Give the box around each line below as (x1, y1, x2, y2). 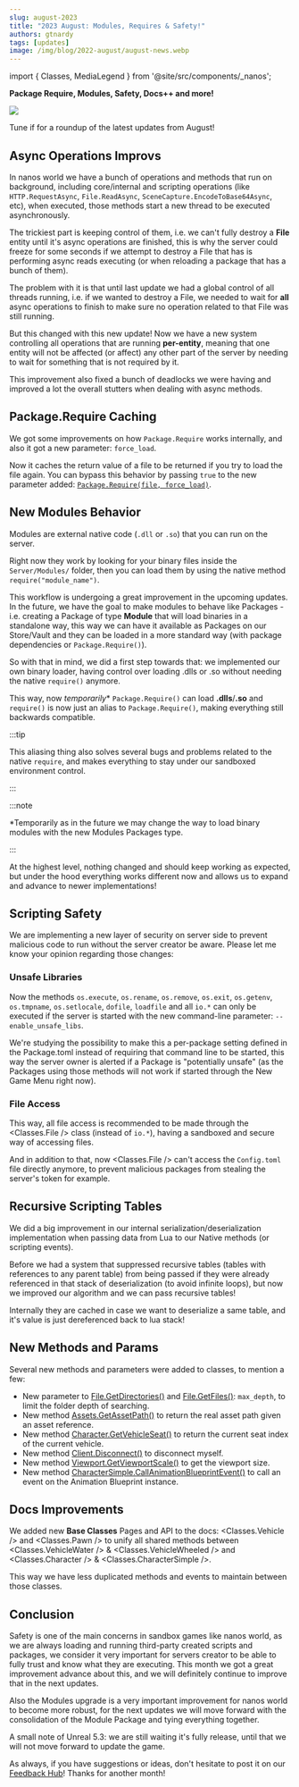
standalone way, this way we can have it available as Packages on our (9, 620, 267, 631)
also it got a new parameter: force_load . (9, 442, 157, 453)
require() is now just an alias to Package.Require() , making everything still (9, 702, 284, 713)
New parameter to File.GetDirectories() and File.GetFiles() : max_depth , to (21, 1390, 286, 1401)
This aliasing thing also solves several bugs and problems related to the (9, 746, 272, 757)
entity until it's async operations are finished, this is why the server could (9, 236, 278, 247)
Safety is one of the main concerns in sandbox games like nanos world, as (9, 1631, 283, 1641)
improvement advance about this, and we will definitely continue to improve (9, 1668, 287, 1680)
